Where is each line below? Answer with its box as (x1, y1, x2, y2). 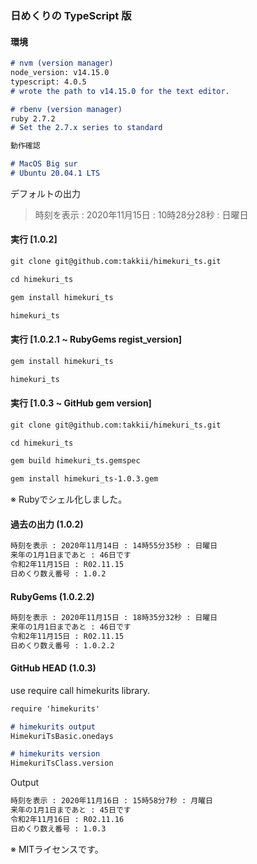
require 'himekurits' (10, 703, 101, 714)
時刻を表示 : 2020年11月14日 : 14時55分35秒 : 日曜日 (10, 541, 218, 551)
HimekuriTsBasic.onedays (10, 731, 114, 741)
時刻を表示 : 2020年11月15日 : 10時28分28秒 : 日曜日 (34, 208, 249, 221)
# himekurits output (10, 722, 97, 732)
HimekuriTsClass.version (10, 758, 114, 769)
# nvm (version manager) (10, 58, 114, 69)
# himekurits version (10, 749, 101, 759)
